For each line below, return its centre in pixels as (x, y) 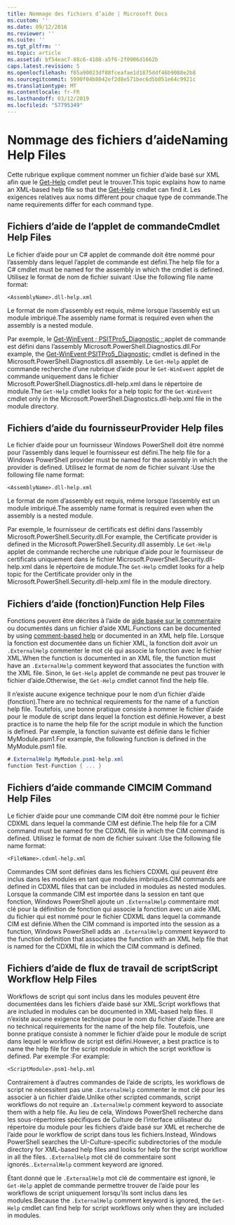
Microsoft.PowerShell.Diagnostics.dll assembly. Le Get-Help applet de (108, 361)
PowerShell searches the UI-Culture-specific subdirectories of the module (115, 1142)
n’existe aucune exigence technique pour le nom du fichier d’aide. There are (116, 1019)
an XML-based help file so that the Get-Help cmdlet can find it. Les (104, 189)
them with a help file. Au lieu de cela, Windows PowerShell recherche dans (115, 1112)
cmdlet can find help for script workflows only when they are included (123, 1207)
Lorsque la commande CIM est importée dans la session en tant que (106, 894)
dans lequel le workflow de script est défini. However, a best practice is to (113, 1041)
